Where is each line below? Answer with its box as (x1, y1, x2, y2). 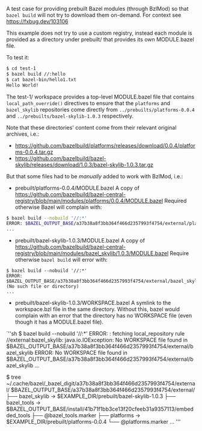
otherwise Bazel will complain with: (14, 203, 102, 211)
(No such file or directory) (6, 283, 79, 290)
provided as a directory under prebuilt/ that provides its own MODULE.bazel (6, 36, 194, 43)
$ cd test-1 (6, 65, 36, 71)
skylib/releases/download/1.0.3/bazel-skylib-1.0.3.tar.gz (14, 161, 154, 168)
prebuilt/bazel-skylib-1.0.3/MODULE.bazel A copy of (14, 237, 145, 244)
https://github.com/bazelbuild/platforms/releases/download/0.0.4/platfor (14, 142, 195, 149)
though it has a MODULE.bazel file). (14, 318, 104, 326)
